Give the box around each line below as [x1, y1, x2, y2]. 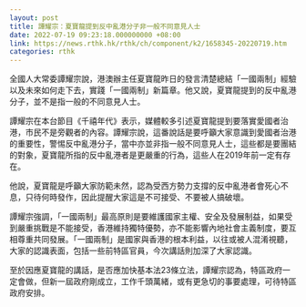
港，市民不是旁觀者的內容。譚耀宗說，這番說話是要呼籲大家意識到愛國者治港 [9, 127, 297, 138]
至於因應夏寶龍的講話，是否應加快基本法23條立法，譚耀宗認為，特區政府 [9, 265, 283, 276]
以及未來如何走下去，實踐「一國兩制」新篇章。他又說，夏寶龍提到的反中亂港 [9, 85, 297, 96]
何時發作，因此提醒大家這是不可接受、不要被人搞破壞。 [40, 192, 249, 203]
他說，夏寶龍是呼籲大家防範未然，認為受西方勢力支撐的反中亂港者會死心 [9, 180, 280, 191]
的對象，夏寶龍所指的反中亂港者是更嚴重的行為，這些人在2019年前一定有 [9, 149, 283, 160]
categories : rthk [9, 47, 76, 56]
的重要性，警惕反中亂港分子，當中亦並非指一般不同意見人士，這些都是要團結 [9, 138, 297, 149]
